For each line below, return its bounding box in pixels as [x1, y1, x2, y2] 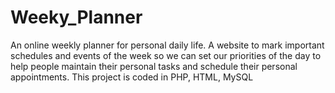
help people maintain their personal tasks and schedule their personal [10, 60, 298, 72]
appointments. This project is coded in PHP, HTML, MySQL [10, 71, 254, 83]
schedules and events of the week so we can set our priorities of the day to [10, 49, 322, 61]
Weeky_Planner [10, 6, 143, 29]
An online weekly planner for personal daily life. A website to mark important [10, 39, 325, 51]
